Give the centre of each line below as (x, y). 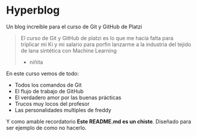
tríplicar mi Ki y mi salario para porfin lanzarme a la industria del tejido (106, 44)
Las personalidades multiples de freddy (63, 110)
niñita (36, 62)
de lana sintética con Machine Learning (69, 50)
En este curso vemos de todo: (43, 73)
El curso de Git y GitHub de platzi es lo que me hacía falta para (97, 38)
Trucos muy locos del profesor (52, 103)
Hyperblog (33, 10)
